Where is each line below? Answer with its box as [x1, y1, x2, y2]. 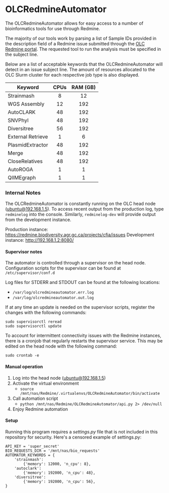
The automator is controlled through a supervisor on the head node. [5, 260, 146, 266]
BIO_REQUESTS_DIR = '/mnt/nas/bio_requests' [5, 448, 100, 453]
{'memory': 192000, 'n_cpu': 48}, [23, 470, 96, 475]
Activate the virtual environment [12, 380, 79, 386]
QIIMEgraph [8, 174, 36, 181]
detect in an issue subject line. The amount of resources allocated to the [5, 66, 155, 73]
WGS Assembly [8, 100, 45, 107]
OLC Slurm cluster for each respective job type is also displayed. [5, 72, 140, 78]
